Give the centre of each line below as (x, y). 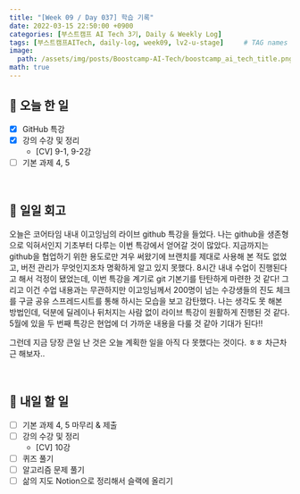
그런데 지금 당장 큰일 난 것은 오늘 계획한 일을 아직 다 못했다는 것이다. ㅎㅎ (136, 342)
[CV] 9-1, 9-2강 (63, 151)
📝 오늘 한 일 (39, 106)
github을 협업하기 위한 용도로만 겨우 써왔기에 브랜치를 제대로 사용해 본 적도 (140, 256)
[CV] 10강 (53, 447)
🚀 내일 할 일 (39, 402)
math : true (29, 68)
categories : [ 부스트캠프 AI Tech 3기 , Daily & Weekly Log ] (116, 34)
